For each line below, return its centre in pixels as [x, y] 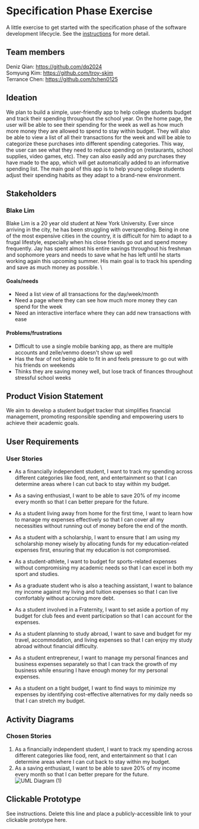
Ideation [22, 98]
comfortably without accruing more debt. [65, 598]
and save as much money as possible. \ [54, 267]
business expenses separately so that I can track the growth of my [96, 664]
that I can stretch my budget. [50, 701]
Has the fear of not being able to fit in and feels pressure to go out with [101, 359]
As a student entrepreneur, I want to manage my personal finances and [101, 658]
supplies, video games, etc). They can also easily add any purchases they [96, 156]
